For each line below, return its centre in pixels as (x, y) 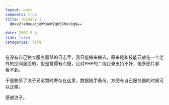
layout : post (19, 10)
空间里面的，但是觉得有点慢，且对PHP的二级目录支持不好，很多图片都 (87, 63)
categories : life (23, 42)
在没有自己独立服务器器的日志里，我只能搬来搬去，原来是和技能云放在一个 (82, 57)
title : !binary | (23, 19)
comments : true (21, 15)
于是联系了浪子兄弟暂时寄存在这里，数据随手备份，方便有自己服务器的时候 (82, 80)
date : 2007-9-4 (21, 33)
